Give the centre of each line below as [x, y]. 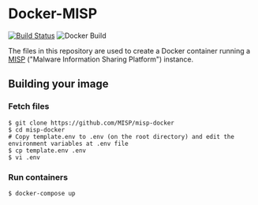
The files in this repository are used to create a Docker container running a [129, 50]
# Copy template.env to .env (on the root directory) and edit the [122, 136]
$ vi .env [24, 157]
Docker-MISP [53, 14]
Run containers [38, 177]
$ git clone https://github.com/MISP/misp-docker [92, 123]
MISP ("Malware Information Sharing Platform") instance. [101, 59]
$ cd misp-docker [37, 130]
